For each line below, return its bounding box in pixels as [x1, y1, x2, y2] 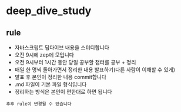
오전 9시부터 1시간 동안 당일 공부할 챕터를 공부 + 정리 [14, 59, 136, 65]
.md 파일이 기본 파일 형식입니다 [14, 81, 87, 88]
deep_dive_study [6, 4, 92, 18]
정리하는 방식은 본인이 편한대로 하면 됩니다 [14, 88, 113, 95]
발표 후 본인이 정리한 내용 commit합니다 [14, 74, 107, 80]
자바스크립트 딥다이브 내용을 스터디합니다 [14, 44, 110, 51]
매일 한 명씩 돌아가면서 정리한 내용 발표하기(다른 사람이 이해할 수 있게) [14, 66, 175, 73]
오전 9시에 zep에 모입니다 [14, 51, 75, 58]
